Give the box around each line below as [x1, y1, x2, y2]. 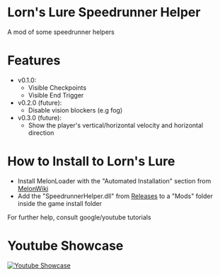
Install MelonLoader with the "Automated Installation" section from [17, 176, 212, 185]
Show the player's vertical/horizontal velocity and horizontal [28, 121, 204, 130]
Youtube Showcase [7, 238, 124, 253]
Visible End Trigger [28, 91, 84, 99]
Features [7, 52, 61, 69]
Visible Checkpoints [28, 83, 87, 92]
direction [28, 128, 54, 137]
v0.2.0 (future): [17, 98, 62, 107]
